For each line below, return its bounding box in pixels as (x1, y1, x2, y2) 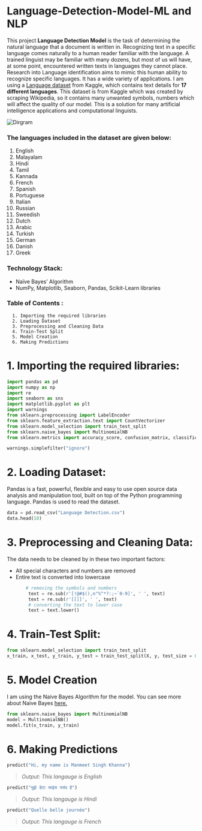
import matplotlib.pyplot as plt (7, 401, 91, 407)
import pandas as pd (7, 379, 59, 385)
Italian (15, 198, 31, 205)
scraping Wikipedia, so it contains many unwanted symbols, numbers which (7, 94, 194, 101)
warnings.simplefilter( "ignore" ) (7, 445, 91, 451)
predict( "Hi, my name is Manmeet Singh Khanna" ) (7, 762, 131, 769)
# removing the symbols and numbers (25, 585, 117, 591)
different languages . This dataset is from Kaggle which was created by (7, 88, 183, 95)
